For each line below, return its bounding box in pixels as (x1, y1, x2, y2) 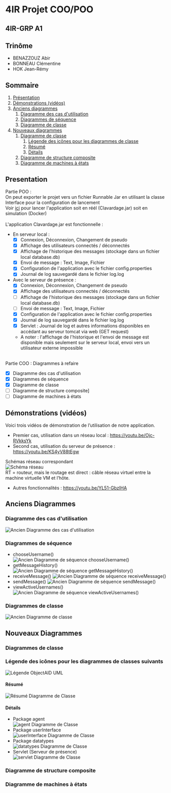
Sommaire (5, 81, 39, 89)
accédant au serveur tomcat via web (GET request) (20, 328, 129, 334)
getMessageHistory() (12, 562, 58, 568)
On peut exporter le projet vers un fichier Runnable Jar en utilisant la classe (5, 194, 165, 200)
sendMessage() (12, 578, 46, 584)
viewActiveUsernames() (12, 584, 64, 590)
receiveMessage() (12, 573, 51, 579)
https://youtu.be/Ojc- (109, 432, 155, 438)
